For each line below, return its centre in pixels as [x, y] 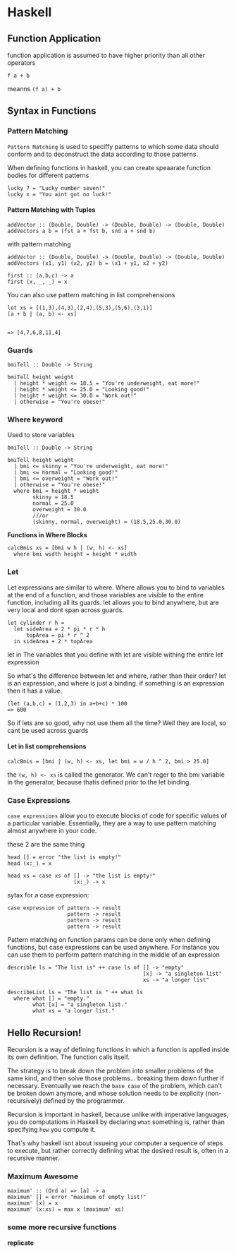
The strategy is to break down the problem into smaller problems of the [111, 1071]
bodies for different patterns [48, 175]
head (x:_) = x [30, 864]
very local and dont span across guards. [66, 610]
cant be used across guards [48, 730]
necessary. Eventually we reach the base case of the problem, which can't [115, 1086]
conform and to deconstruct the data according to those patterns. [103, 154]
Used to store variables [41, 435]
